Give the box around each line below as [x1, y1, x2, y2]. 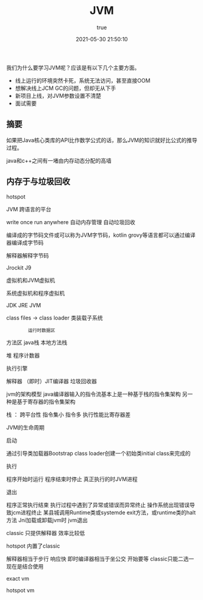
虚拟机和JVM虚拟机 [6, 276, 56, 284]
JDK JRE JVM [6, 301, 41, 309]
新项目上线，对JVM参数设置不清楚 [15, 92, 102, 99]
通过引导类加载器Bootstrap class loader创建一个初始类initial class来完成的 [6, 449, 191, 457]
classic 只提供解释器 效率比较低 [6, 529, 85, 536]
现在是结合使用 [6, 562, 44, 570]
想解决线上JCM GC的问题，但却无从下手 [15, 84, 116, 92]
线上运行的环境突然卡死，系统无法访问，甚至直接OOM [15, 77, 150, 84]
